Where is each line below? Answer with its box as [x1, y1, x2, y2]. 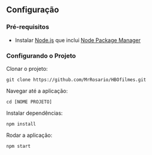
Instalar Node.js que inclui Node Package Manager [14, 36, 141, 44]
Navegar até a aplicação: [6, 87, 68, 94]
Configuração [6, 5, 59, 15]
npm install [6, 121, 36, 127]
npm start [6, 143, 31, 149]
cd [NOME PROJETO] [6, 99, 52, 105]
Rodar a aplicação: [6, 132, 53, 139]
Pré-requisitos [6, 23, 49, 31]
